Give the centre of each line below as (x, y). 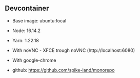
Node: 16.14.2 (26, 31)
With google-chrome (34, 60)
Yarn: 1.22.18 (25, 40)
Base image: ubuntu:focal (39, 20)
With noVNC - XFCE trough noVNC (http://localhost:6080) (74, 50)
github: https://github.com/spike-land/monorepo (63, 70)
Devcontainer (27, 8)
